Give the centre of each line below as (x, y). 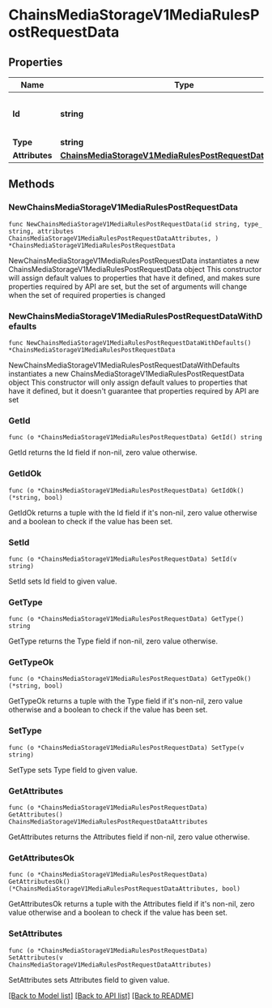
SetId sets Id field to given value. (63, 581)
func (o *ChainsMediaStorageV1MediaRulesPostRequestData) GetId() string (136, 437)
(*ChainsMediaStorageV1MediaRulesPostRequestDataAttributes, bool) (125, 889)
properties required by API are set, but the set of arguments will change (128, 286)
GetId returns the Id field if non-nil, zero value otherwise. (103, 453)
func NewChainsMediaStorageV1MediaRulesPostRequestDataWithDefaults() (130, 342)
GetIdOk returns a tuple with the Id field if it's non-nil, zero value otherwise (133, 512)
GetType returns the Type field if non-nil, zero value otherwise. (113, 641)
